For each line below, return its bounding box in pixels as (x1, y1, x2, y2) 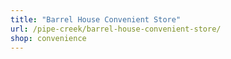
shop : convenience (10, 33, 87, 43)
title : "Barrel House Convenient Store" (10, 14, 182, 25)
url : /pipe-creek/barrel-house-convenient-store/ (10, 24, 222, 34)
